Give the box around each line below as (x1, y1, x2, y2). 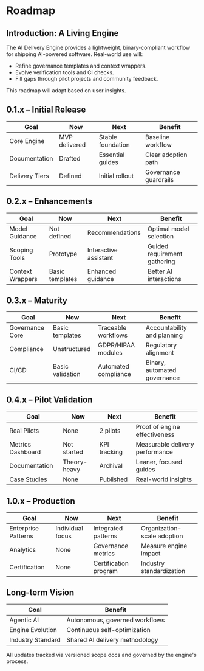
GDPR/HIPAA (98, 341, 135, 350)
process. (6, 658, 29, 665)
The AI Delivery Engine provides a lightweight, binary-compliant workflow (6, 44, 191, 51)
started (63, 448, 84, 456)
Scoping (9, 246, 33, 254)
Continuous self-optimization (66, 625, 151, 634)
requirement (148, 249, 183, 258)
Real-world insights (135, 475, 192, 484)
